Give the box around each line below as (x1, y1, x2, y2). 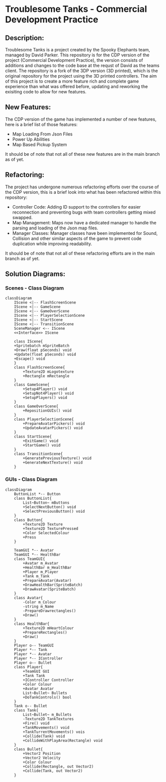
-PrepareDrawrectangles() (23, 608, 77, 613)
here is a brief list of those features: (5, 121, 78, 127)
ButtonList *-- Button (14, 491, 61, 496)
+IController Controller (23, 677, 74, 683)
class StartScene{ (14, 434, 52, 439)
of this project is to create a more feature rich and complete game (5, 78, 139, 84)
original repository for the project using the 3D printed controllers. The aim (5, 73, 157, 79)
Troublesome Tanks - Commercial (5, 3, 147, 15)
